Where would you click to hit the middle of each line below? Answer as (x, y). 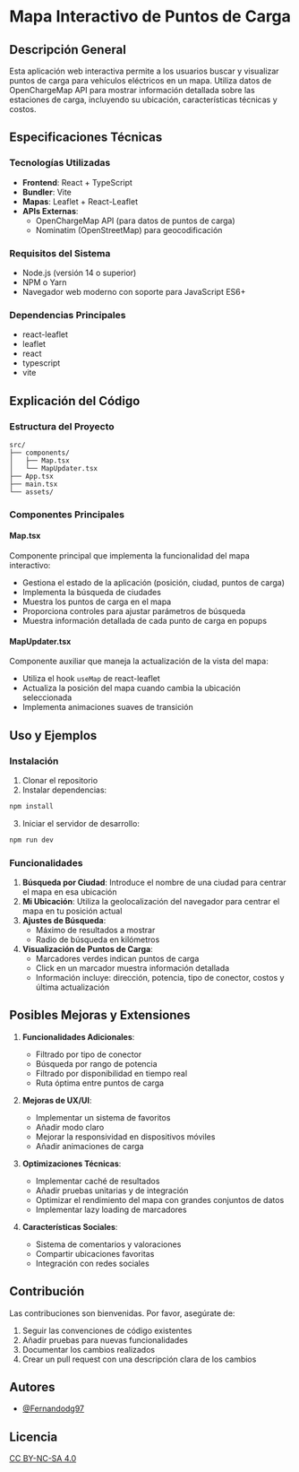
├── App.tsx (31, 476)
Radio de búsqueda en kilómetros (98, 939)
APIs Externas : (50, 211)
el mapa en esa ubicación (69, 892)
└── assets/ (31, 492)
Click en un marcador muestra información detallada (132, 968)
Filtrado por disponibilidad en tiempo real (111, 1073)
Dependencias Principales (68, 315)
